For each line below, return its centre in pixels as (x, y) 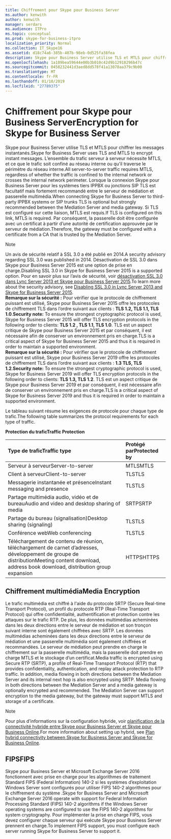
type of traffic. (20, 422)
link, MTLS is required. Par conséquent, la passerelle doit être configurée (82, 218)
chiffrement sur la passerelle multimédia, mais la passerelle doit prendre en (84, 652)
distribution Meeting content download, (54, 560)
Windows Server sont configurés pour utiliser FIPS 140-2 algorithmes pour (83, 788)
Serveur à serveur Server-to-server (50, 466)
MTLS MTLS (140, 466)
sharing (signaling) (30, 524)
